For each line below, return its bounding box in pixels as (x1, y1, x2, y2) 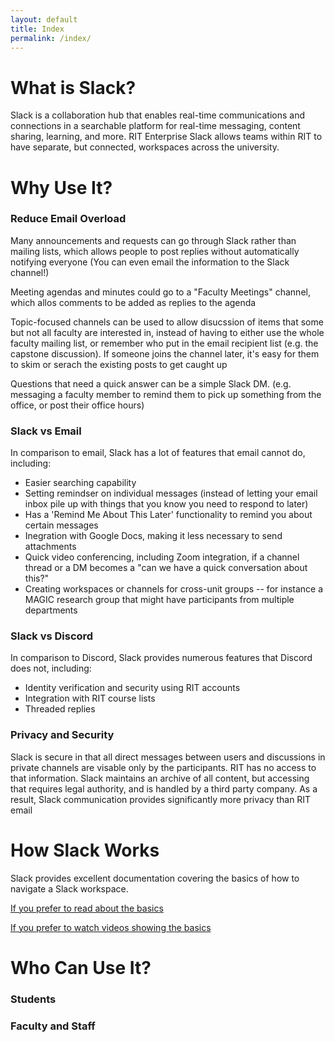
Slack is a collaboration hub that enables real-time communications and (10, 109, 306, 121)
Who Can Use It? (10, 956, 152, 979)
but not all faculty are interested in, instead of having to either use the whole (10, 326, 325, 338)
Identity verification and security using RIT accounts (24, 682, 241, 694)
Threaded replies (24, 703, 96, 715)
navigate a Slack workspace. (10, 882, 129, 895)
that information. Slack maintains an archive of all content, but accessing (10, 772, 310, 784)
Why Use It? (10, 176, 113, 199)
